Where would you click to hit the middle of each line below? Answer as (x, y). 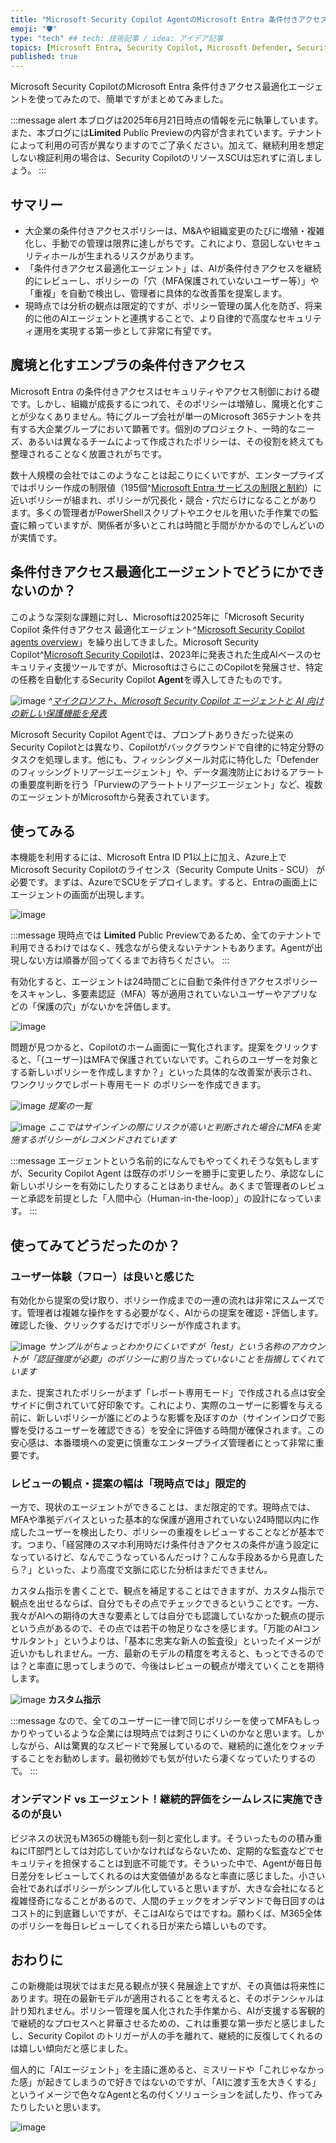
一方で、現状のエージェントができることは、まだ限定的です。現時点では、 (163, 1507)
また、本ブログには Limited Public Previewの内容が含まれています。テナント (166, 133)
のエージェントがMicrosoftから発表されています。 (112, 797)
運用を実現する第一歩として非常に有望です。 (125, 330)
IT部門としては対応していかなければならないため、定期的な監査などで (171, 1850)
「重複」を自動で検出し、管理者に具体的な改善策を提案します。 (156, 293)
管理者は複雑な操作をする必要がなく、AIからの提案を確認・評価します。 (175, 1313)
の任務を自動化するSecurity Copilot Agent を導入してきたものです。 (149, 679)
